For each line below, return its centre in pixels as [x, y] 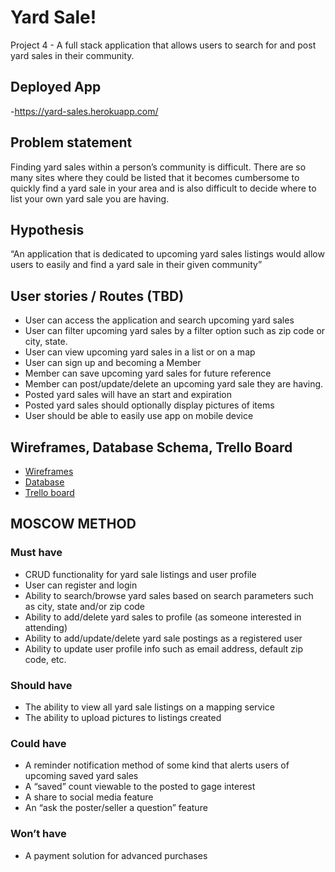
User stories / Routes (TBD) [97, 296]
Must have [36, 553]
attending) [46, 627]
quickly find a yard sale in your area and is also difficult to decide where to [163, 188]
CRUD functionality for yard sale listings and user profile [140, 574]
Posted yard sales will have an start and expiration [128, 395]
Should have [41, 685]
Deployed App [56, 87]
